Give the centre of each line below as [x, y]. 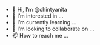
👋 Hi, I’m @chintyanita [40, 9]
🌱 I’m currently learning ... [44, 22]
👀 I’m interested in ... [38, 16]
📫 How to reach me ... [40, 36]
